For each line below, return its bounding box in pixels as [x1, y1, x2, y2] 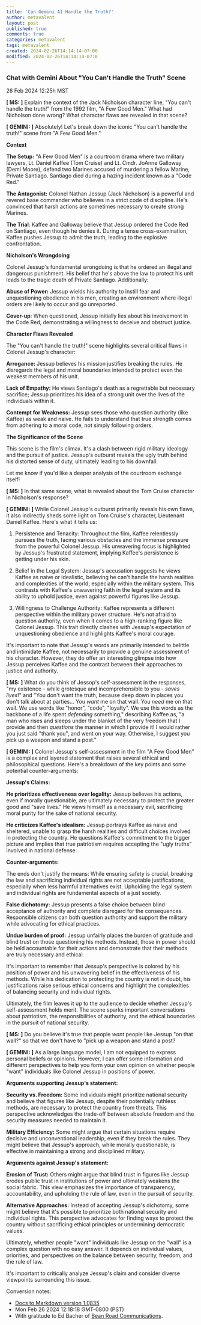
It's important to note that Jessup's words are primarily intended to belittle [6, 641, 190, 648]
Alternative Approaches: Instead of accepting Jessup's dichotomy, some [6, 1201, 189, 1209]
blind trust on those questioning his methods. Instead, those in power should [6, 938, 196, 945]
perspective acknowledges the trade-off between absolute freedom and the [6, 1110, 194, 1117]
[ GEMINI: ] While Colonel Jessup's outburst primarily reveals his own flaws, [6, 505, 194, 512]
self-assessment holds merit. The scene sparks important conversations [6, 1006, 185, 1013]
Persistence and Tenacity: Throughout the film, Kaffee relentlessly [14, 530, 179, 537]
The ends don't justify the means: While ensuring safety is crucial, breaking [6, 870, 193, 877]
